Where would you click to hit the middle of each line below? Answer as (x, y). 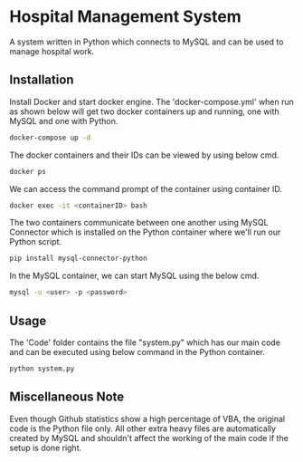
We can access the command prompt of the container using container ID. (146, 188)
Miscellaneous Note (67, 397)
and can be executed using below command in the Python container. (137, 351)
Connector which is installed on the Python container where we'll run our (145, 232)
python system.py (42, 369)
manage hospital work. (52, 51)
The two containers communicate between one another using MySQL (139, 223)
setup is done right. (46, 448)
